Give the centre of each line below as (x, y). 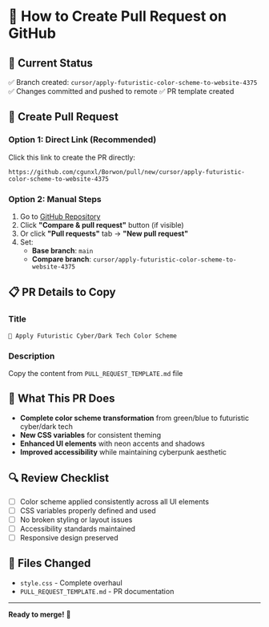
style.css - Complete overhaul (71, 583)
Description (32, 356)
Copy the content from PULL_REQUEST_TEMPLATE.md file (96, 373)
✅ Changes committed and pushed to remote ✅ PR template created (121, 91)
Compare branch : (62, 259)
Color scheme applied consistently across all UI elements (114, 501)
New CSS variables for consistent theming (90, 435)
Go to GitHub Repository (60, 216)
